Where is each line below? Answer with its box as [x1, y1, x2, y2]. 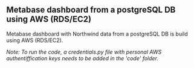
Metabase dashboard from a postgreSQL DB [6, 5, 176, 15]
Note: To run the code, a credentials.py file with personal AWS [6, 48, 162, 55]
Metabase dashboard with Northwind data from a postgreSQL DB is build [6, 30, 189, 37]
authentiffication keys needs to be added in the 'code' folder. [6, 54, 159, 62]
